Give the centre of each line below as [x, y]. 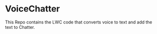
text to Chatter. [20, 27]
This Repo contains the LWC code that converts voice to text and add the [79, 22]
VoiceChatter [32, 9]
